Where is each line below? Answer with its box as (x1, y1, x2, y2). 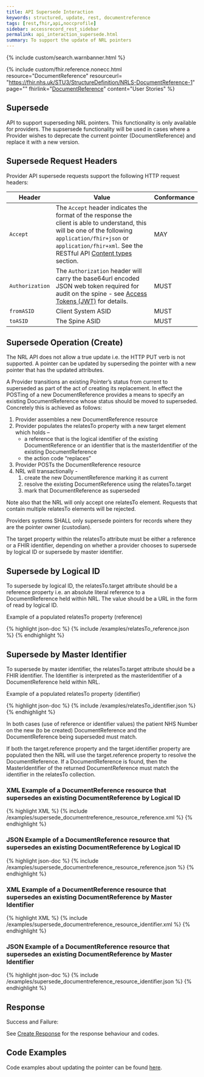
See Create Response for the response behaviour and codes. (6, 1030, 159, 1037)
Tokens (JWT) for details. (55, 296, 129, 305)
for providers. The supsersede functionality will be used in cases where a (6, 125, 190, 133)
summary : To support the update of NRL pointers (6, 37, 132, 43)
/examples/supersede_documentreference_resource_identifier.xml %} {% (6, 921, 191, 928)
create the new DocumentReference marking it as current (24, 474, 168, 482)
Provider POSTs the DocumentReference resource (15, 461, 141, 469)
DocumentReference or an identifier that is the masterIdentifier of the (24, 442, 197, 449)
